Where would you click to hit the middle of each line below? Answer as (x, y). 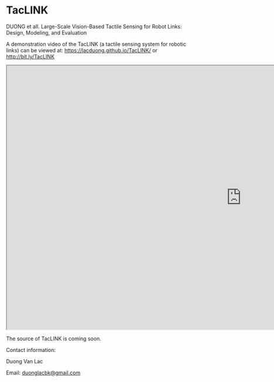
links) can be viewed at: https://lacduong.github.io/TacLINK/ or (82, 50)
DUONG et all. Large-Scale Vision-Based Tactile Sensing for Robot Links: (94, 26)
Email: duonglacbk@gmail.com (43, 373)
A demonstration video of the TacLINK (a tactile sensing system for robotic (96, 44)
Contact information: (31, 350)
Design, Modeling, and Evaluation (47, 32)
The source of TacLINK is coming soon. (54, 339)
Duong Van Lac (25, 361)
